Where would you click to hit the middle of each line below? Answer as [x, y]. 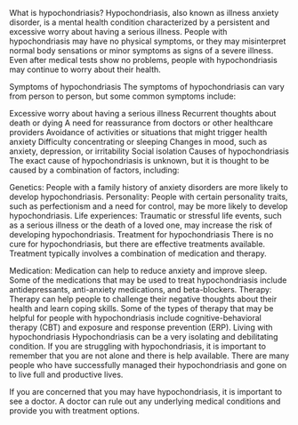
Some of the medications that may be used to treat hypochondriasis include [148, 280]
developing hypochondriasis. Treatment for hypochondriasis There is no [141, 234]
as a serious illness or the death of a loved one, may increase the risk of [141, 225]
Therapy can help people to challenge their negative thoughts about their [143, 299]
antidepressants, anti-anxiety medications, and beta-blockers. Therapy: [141, 289]
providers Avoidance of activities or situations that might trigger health [138, 132]
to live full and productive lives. [66, 374]
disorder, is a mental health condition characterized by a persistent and [140, 22]
